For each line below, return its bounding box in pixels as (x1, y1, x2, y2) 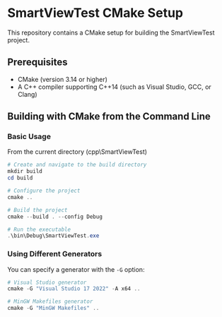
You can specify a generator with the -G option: (7, 265, 145, 273)
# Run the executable (7, 226, 71, 233)
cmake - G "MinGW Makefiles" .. (7, 305, 100, 312)
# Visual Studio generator (7, 279, 87, 286)
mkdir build (7, 168, 42, 175)
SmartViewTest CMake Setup (7, 5, 184, 21)
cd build (7, 174, 33, 181)
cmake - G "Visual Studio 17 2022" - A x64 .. (7, 285, 141, 292)
